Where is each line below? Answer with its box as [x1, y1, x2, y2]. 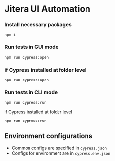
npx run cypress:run [4, 119, 47, 123]
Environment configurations [4, 132, 93, 140]
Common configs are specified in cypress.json [11, 145, 107, 151]
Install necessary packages [4, 21, 72, 28]
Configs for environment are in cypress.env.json [11, 150, 111, 156]
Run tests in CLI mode [4, 89, 57, 96]
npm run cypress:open [4, 55, 49, 60]
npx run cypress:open [4, 78, 49, 82]
